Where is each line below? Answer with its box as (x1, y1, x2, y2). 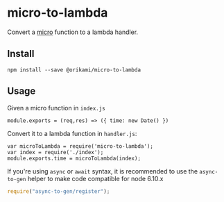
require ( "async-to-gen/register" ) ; (7, 187, 110, 195)
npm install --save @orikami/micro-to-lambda (7, 66, 141, 74)
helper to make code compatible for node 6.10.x (27, 174, 164, 183)
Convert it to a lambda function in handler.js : (7, 129, 137, 137)
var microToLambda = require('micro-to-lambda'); (7, 142, 154, 150)
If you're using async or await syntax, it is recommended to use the (7, 167, 198, 175)
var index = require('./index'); (7, 149, 104, 155)
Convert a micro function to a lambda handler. (7, 28, 139, 36)
